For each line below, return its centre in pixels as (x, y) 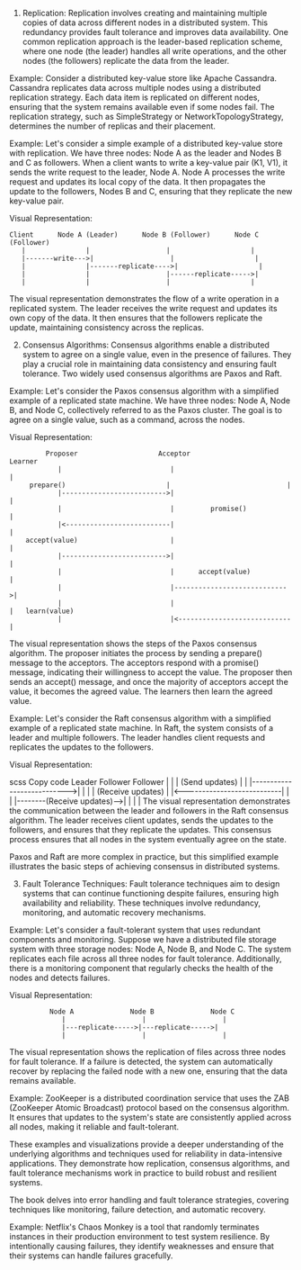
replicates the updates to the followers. (82, 747)
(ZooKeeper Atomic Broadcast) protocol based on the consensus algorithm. (150, 1108)
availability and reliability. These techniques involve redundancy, (141, 903)
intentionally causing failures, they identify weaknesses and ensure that (142, 1246)
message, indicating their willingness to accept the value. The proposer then (151, 672)
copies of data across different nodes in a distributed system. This (145, 23)
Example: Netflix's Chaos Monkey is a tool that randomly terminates (134, 1227)
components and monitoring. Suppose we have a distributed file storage (143, 939)
